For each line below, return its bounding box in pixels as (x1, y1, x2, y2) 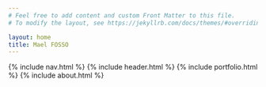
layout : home (8, 33, 51, 41)
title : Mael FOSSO (8, 40, 69, 48)
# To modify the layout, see (8, 19, 104, 27)
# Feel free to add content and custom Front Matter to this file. (8, 11, 236, 20)
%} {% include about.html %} (8, 70, 104, 80)
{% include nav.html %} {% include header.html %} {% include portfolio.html (8, 62, 258, 72)
